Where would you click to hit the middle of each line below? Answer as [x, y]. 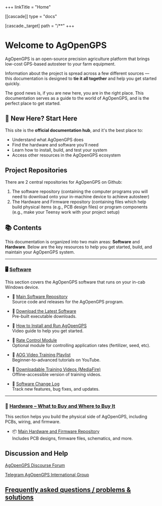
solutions [19, 498]
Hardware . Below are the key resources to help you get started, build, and [79, 247]
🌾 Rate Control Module [34, 340]
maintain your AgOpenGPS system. [40, 252]
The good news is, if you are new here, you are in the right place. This [74, 93]
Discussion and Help [37, 453]
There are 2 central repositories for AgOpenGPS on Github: [64, 182]
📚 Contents [23, 228]
